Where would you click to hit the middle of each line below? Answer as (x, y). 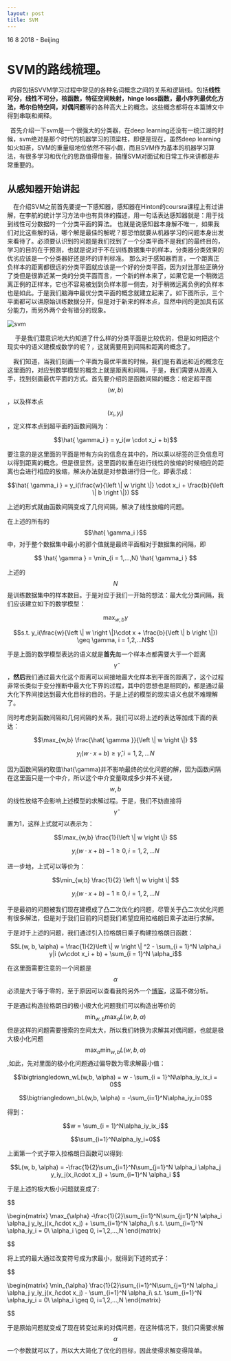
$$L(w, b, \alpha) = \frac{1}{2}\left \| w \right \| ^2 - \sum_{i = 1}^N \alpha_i (115, 946)
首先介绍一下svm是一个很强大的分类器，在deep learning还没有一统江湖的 (114, 130)
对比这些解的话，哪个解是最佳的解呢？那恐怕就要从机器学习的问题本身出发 (118, 232)
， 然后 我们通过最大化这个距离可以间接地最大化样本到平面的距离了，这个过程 (115, 677)
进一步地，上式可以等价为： (46, 866)
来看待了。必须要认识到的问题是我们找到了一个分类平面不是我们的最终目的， (115, 241)
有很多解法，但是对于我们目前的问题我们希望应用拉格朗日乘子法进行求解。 (112, 918)
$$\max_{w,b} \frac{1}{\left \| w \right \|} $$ (115, 837)
